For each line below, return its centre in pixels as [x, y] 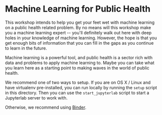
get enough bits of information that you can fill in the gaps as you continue [80, 43]
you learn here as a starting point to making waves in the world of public [77, 68]
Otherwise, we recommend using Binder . [46, 107]
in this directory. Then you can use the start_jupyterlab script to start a [77, 93]
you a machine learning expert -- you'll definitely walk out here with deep [78, 33]
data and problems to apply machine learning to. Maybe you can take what [80, 63]
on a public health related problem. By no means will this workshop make [78, 27]
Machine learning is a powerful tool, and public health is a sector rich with [79, 57]
